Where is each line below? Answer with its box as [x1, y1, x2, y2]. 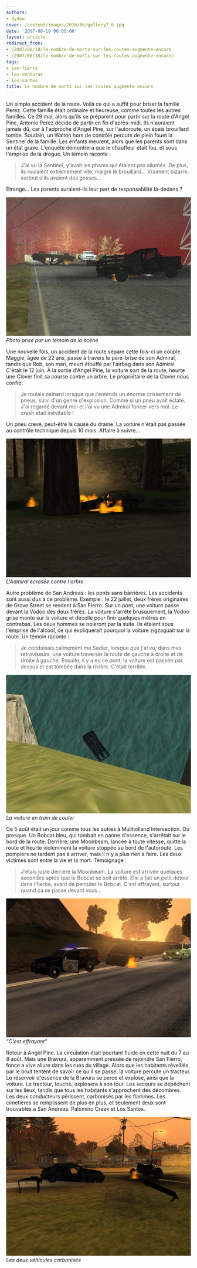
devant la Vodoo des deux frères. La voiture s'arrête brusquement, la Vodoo [6, 608, 189, 616]
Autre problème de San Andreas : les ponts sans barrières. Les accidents [6, 590, 183, 597]
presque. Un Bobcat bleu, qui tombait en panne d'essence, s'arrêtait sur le [6, 832, 186, 839]
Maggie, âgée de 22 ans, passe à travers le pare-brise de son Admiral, [6, 354, 176, 361]
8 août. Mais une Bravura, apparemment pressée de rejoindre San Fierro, [6, 1056, 183, 1063]
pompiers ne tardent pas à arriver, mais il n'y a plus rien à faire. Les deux [6, 851, 182, 858]
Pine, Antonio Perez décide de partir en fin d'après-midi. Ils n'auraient [6, 119, 175, 126]
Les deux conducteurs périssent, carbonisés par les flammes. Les [6, 1093, 165, 1100]
